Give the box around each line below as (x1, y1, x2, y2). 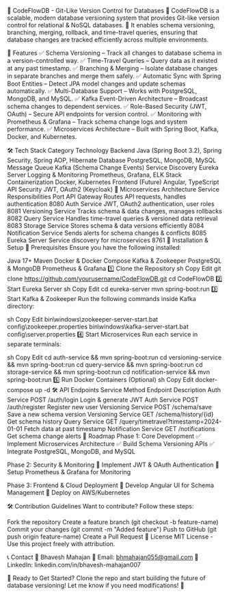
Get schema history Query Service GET (7, 417, 118, 426)
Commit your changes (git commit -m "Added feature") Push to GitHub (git (7, 526, 217, 533)
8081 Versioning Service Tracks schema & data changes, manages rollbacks (7, 207, 222, 215)
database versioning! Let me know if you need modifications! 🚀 (7, 582, 185, 589)
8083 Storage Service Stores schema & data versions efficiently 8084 (7, 222, 204, 229)
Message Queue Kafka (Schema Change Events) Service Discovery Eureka (7, 164, 219, 171)
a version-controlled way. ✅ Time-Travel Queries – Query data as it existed (7, 57, 217, 64)
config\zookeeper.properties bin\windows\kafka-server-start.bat (7, 322, 189, 331)
